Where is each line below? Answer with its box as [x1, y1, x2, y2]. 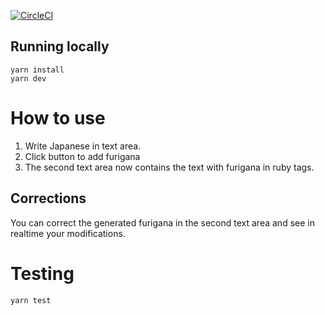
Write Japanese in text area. [24, 140, 142, 152]
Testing [10, 262, 75, 285]
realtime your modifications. [10, 227, 126, 239]
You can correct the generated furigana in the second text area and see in [10, 216, 315, 229]
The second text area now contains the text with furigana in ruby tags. [24, 161, 315, 173]
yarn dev [10, 73, 47, 84]
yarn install [10, 65, 65, 75]
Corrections [10, 190, 87, 207]
